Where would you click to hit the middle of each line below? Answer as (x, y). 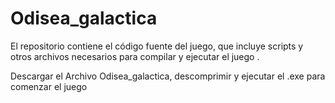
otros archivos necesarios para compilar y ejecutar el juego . (135, 56)
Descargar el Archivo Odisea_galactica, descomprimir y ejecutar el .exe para (168, 76)
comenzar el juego (49, 86)
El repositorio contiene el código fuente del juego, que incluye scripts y (157, 46)
